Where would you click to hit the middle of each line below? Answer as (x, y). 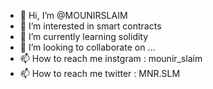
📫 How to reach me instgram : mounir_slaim (111, 58)
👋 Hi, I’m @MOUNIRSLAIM (73, 15)
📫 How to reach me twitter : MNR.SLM (100, 73)
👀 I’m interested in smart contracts (90, 26)
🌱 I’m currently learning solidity (84, 36)
